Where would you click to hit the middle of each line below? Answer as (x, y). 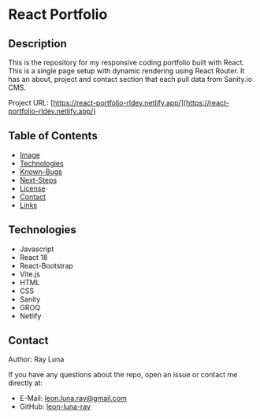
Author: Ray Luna (36, 359)
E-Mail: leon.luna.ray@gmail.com (73, 399)
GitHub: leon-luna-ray (55, 406)
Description (37, 44)
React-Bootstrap (46, 265)
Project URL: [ (31, 103)
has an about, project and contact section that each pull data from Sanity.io (130, 79)
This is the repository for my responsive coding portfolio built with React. (126, 62)
